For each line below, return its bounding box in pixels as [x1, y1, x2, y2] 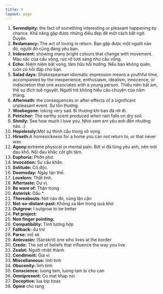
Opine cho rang [12, 283, 44, 289]
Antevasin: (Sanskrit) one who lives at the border [12, 237, 112, 242]
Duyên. [12, 35, 27, 41]
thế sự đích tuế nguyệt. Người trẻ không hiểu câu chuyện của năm [12, 87, 145, 93]
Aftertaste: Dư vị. [12, 180, 48, 186]
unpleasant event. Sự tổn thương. [12, 103, 79, 108]
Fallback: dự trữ [12, 226, 45, 232]
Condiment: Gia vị [12, 252, 50, 258]
